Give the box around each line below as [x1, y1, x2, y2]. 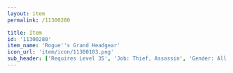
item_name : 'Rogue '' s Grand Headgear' [7, 42, 120, 49]
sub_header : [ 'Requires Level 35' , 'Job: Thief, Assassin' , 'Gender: [7, 55, 215, 63]
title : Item [7, 29, 42, 36]
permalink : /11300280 [7, 17, 71, 24]
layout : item [7, 10, 45, 17]
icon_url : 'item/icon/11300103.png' [7, 49, 114, 56]
